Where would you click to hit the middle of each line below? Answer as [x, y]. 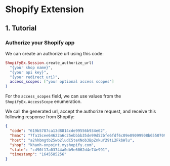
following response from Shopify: [40, 117]
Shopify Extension [45, 9]
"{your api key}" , [29, 72]
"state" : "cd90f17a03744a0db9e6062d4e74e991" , [60, 150]
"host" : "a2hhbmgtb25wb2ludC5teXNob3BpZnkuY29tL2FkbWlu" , [72, 140]
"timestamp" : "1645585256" [38, 154]
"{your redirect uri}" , [35, 77]
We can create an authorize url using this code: [54, 53]
